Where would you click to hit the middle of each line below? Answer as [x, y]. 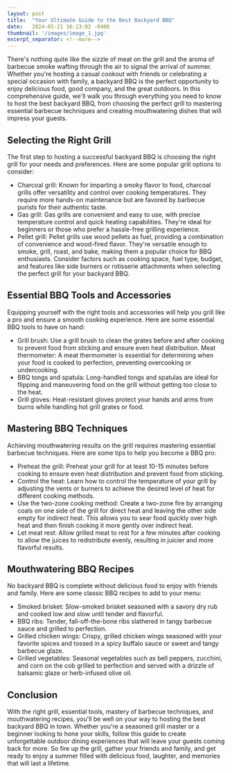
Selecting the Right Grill [59, 140]
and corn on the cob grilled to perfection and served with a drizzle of [116, 666]
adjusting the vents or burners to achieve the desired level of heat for [116, 488]
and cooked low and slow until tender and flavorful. [90, 614]
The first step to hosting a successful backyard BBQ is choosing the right [111, 156]
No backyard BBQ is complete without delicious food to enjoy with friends [113, 586]
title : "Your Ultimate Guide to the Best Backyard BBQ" [91, 20]
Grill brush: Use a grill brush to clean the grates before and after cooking [121, 340]
